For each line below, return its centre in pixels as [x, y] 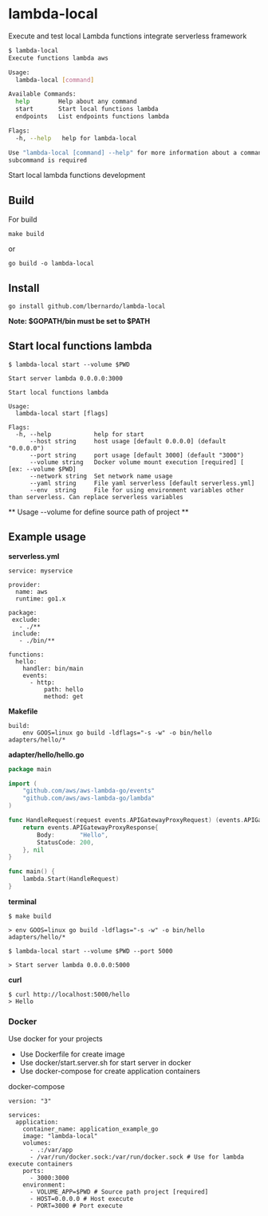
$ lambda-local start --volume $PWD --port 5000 [91, 951]
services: [25, 1116]
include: [26, 634]
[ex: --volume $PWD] [43, 469]
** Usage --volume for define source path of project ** [99, 512]
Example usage [47, 537]
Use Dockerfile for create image [72, 1054]
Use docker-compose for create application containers [110, 1071]
